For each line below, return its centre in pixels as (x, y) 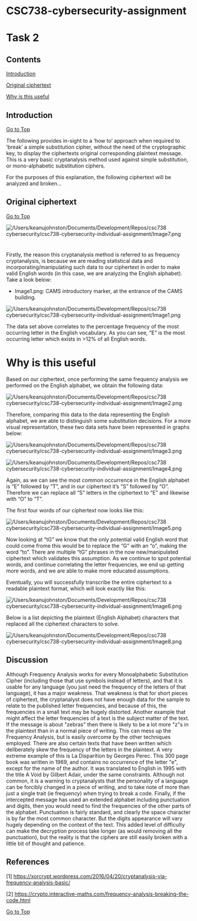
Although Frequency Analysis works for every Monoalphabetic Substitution (97, 674)
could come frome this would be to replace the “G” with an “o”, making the (96, 545)
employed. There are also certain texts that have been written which (89, 743)
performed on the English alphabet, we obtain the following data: (85, 385)
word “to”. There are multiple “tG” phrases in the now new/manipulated (92, 552)
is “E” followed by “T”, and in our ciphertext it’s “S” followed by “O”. (88, 486)
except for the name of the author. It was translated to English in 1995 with (96, 768)
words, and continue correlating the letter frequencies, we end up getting (95, 564)
